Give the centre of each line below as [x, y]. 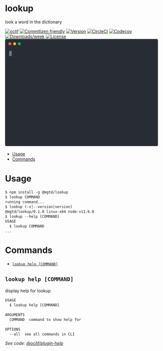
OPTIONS [13, 329]
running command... [25, 202]
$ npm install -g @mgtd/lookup [37, 192]
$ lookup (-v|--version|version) [39, 207]
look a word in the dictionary [33, 22]
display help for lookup [28, 291]
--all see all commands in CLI [42, 334]
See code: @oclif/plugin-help [34, 343]
